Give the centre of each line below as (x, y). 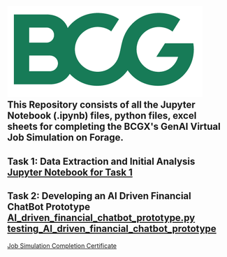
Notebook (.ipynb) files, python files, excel (102, 116)
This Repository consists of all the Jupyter (101, 105)
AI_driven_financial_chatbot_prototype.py (101, 218)
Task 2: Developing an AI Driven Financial (99, 196)
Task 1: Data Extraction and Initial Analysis (101, 161)
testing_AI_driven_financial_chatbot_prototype (112, 229)
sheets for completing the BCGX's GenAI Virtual (114, 127)
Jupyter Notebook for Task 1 (70, 172)
